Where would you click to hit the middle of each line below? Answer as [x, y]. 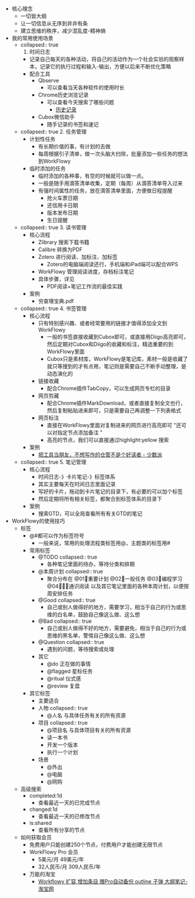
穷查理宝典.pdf [56, 301]
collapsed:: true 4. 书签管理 [54, 308]
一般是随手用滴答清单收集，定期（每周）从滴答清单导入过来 [110, 183]
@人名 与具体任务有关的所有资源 [86, 715]
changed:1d [43, 809]
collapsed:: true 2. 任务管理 [54, 132]
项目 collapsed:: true [63, 723]
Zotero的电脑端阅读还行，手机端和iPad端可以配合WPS [113, 264]
